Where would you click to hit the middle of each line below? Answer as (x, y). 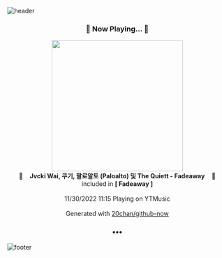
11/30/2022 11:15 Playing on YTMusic (117, 199)
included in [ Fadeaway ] (117, 184)
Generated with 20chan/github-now (117, 214)
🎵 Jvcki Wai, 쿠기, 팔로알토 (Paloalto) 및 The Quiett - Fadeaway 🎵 (117, 176)
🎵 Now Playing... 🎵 (117, 29)
